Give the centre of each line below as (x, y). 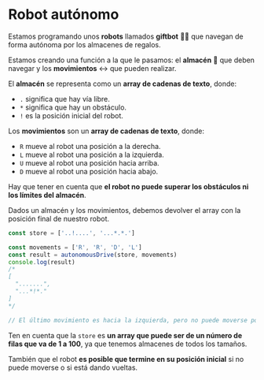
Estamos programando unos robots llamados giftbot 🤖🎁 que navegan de (126, 36)
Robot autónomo (64, 15)
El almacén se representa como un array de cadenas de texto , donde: (123, 84)
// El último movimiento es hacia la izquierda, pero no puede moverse (128, 320)
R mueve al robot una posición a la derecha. (90, 146)
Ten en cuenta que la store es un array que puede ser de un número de (125, 335)
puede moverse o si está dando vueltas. (73, 367)
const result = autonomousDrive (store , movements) (93, 255)
